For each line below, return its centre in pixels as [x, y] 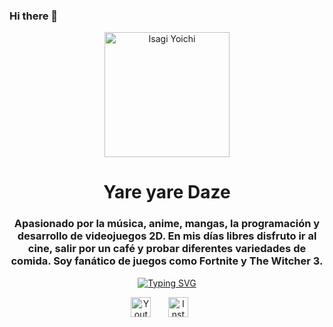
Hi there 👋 [34, 16]
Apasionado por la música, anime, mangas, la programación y [167, 224]
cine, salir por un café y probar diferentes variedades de [167, 249]
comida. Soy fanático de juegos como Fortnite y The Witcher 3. [167, 261]
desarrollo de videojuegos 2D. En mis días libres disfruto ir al [167, 236]
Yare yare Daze [167, 192]
